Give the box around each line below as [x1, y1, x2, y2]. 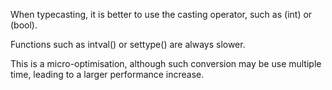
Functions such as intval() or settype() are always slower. [10, 39, 246, 50]
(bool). [10, 19, 38, 31]
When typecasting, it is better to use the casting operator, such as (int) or [10, 9, 313, 20]
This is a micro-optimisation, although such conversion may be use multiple [10, 58, 322, 69]
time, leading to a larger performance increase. [10, 69, 205, 80]
